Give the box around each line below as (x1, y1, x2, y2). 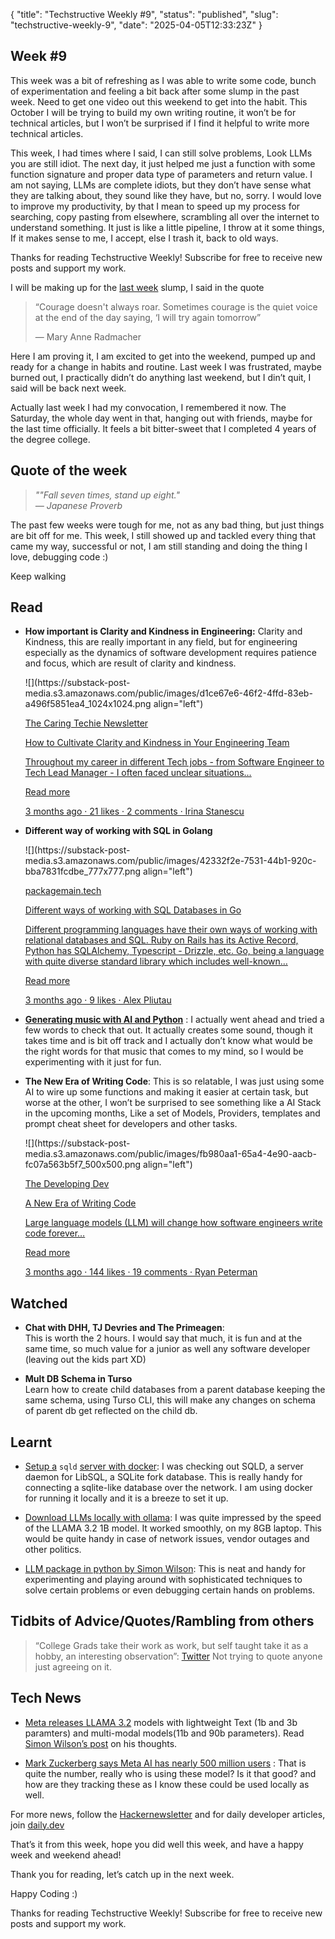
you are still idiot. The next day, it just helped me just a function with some (10, 157, 316, 169)
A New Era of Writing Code (24, 1197, 137, 1209)
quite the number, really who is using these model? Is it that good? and (24, 1767, 317, 1779)
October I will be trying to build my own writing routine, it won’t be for (10, 106, 297, 118)
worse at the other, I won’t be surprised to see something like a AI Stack (24, 1097, 322, 1109)
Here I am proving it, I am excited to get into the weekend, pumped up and (10, 350, 316, 362)
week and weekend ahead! (10, 1849, 122, 1861)
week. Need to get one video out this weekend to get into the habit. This (10, 95, 308, 108)
